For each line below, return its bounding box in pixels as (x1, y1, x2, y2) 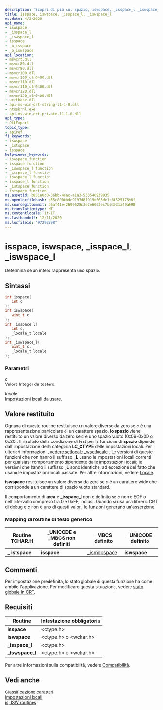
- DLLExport (5, 120, 29, 125)
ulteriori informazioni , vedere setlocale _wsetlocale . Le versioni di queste (5, 449, 153, 455)
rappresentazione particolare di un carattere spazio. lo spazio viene (5, 428, 141, 434)
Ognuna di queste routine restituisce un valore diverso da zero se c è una (5, 422, 152, 429)
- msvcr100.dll (5, 71, 36, 76)
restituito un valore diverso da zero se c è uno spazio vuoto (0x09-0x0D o (5, 433, 153, 439)
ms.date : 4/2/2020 (5, 16, 42, 21)
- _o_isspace (5, 43, 32, 48)
